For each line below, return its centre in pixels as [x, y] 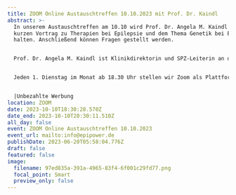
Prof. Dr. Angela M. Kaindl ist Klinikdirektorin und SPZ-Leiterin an [119, 59]
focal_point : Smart [42, 175]
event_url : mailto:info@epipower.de [61, 135]
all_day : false [29, 122]
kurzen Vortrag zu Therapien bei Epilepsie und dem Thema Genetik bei [119, 33]
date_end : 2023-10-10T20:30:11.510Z [61, 116]
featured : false [31, 155]
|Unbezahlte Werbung [44, 96]
